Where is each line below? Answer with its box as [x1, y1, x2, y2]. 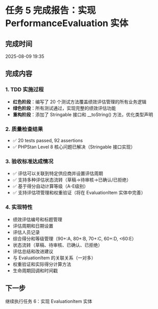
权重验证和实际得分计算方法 [12, 261, 72, 267]
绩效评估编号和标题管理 [12, 216, 62, 223]
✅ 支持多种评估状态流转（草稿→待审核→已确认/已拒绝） [12, 177, 131, 183]
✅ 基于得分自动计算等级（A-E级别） [12, 183, 88, 189]
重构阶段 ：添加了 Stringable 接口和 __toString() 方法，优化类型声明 [12, 111, 153, 118]
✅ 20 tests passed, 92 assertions [12, 137, 83, 143]
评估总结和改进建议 [12, 248, 54, 254]
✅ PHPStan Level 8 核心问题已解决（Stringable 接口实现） [12, 144, 136, 150]
